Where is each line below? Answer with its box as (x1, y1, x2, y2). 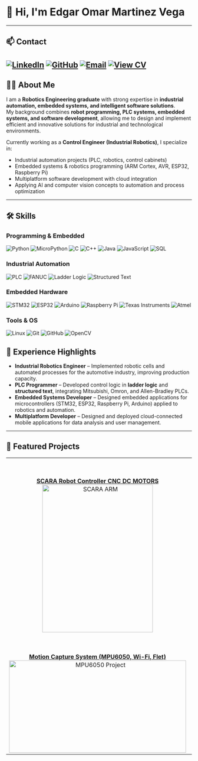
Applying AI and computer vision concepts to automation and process (14, 181, 184, 188)
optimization (14, 187, 45, 194)
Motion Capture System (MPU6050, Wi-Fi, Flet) (29, 652, 166, 661)
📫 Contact (6, 37, 47, 47)
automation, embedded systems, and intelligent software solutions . (6, 102, 176, 109)
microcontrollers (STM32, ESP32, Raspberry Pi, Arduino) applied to (14, 400, 178, 407)
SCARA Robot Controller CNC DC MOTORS (36, 477, 159, 485)
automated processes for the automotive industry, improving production (14, 369, 190, 376)
